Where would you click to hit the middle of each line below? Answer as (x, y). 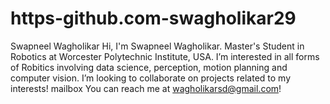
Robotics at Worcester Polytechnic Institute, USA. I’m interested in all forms (165, 56)
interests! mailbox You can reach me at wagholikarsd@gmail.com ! (146, 88)
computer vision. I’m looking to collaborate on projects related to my (151, 78)
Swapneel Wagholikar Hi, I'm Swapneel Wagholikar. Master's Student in (157, 46)
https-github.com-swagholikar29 (153, 18)
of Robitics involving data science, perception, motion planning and (149, 67)
